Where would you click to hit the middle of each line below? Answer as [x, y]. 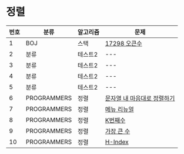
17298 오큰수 [123, 43]
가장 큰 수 [118, 131]
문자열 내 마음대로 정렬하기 [140, 98]
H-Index [117, 142]
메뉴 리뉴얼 [119, 109]
